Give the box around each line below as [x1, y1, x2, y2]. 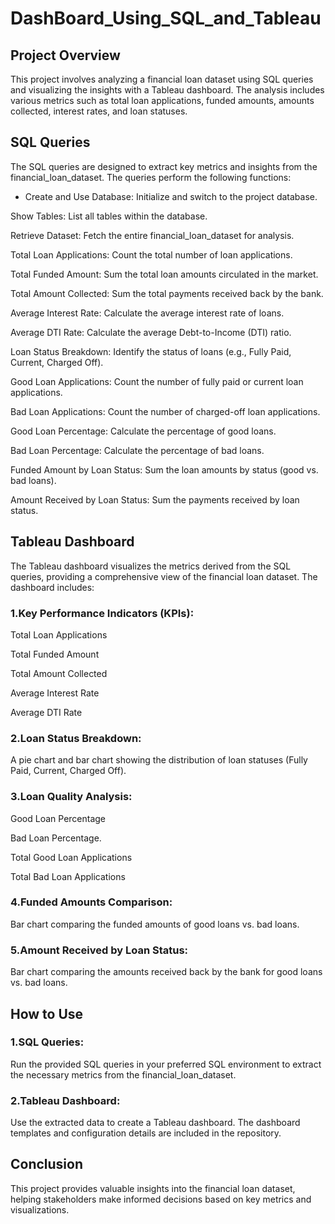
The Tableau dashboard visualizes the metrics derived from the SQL [10, 560, 292, 572]
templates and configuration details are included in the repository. [10, 1127, 282, 1139]
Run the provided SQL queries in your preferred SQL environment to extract [10, 1058, 322, 1070]
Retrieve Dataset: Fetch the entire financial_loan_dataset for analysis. [10, 229, 295, 241]
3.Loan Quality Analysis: [10, 790, 133, 804]
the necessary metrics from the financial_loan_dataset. [10, 1068, 237, 1081]
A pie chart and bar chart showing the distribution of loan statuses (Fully [10, 754, 308, 766]
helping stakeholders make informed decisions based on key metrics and [10, 1193, 312, 1205]
